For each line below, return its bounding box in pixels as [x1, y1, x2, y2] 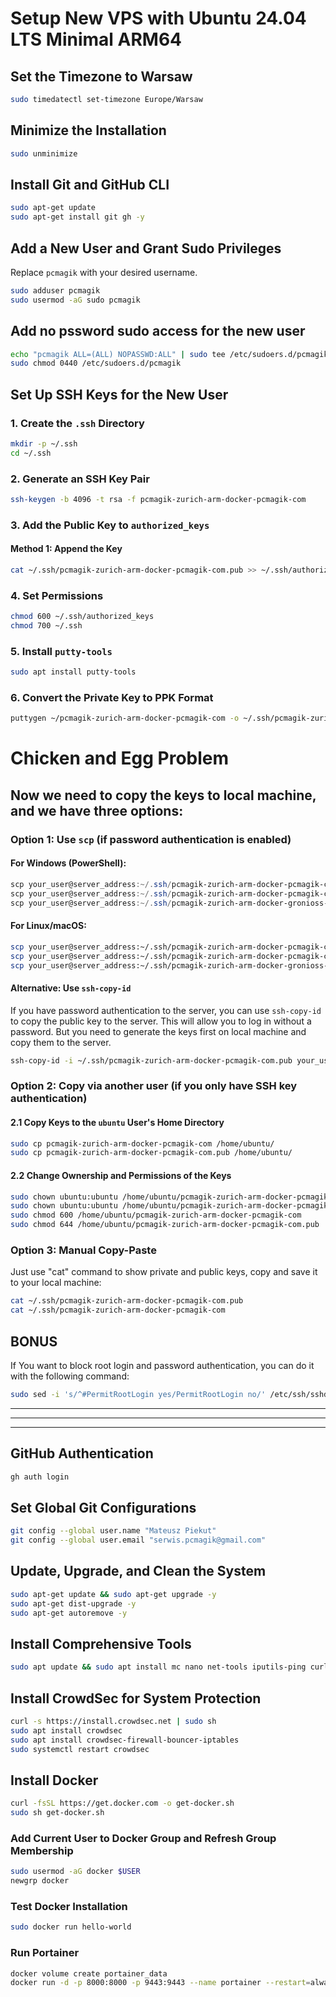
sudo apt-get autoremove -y [10, 1608, 128, 1618]
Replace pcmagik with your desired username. [10, 266, 198, 278]
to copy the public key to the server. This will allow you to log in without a [10, 1015, 312, 1027]
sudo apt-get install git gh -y [10, 212, 145, 222]
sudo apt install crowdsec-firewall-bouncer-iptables [10, 1735, 240, 1745]
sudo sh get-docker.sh [10, 1808, 105, 1818]
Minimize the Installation [10, 122, 167, 139]
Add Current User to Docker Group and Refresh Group [10, 1831, 277, 1845]
